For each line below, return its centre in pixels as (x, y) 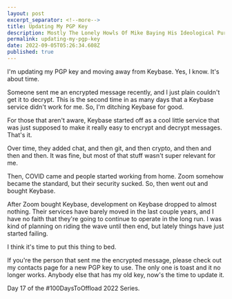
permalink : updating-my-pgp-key (54, 39)
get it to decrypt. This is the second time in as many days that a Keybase (110, 99)
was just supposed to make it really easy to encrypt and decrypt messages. (115, 127)
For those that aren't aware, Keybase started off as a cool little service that (113, 120)
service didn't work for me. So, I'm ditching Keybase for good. (96, 107)
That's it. (20, 134)
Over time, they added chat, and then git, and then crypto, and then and (109, 148)
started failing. (28, 233)
